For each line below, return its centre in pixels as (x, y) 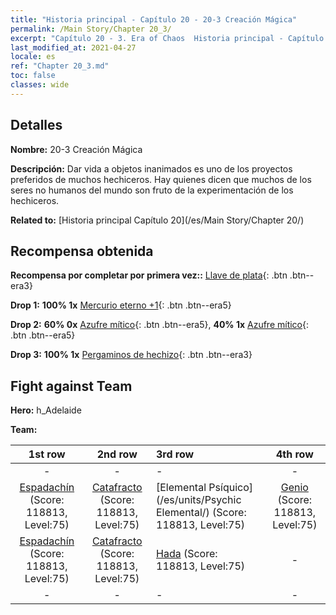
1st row (47, 454)
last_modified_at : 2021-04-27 (73, 47)
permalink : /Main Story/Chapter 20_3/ (91, 29)
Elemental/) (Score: (201, 513)
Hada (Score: (187, 554)
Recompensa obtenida (82, 251)
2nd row (117, 454)
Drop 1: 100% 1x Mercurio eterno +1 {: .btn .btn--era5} (121, 305)
